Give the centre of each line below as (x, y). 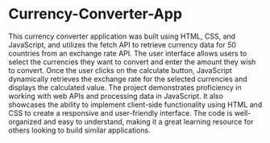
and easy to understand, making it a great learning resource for (148, 121)
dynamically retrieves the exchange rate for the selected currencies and (128, 79)
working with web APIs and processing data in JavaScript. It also (116, 96)
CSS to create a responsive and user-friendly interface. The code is (120, 112)
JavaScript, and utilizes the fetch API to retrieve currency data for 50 (122, 44)
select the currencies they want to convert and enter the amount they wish (132, 62)
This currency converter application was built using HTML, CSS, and (122, 36)
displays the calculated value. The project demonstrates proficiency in (125, 87)
